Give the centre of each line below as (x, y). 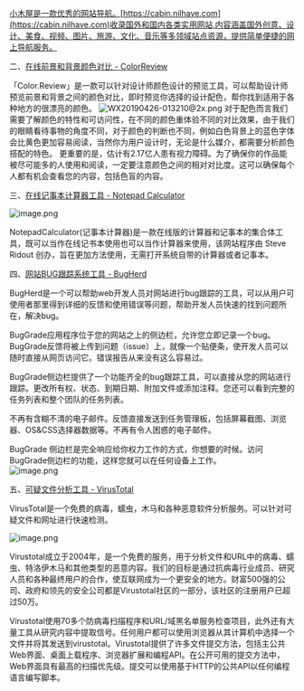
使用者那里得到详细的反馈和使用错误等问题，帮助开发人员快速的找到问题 (144, 304)
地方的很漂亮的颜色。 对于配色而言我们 (152, 108)
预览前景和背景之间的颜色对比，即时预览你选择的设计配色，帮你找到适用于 (148, 97)
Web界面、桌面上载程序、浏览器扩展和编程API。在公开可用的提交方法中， (147, 655)
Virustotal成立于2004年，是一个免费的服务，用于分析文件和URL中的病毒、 (148, 556)
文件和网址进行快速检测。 (65, 520)
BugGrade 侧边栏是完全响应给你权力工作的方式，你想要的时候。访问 (137, 449)
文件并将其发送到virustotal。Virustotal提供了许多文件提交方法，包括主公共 (147, 644)
